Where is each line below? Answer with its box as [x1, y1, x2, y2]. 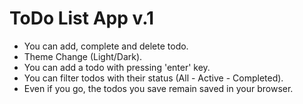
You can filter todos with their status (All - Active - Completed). [23, 72, 284, 84]
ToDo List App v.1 [9, 7, 155, 30]
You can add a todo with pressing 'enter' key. [23, 61, 211, 73]
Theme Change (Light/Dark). [23, 50, 143, 62]
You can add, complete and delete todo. [23, 40, 189, 52]
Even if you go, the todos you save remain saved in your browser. [23, 82, 294, 94]
